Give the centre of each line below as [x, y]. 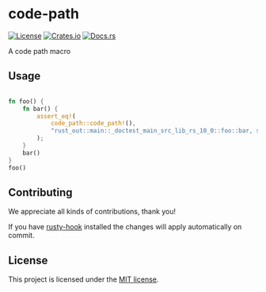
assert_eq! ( [57, 116]
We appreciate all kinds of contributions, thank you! [92, 212]
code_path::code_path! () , [93, 124]
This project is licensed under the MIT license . [84, 279]
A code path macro [40, 51]
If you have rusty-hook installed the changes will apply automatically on [125, 227]
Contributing [40, 192]
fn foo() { [26, 101]
